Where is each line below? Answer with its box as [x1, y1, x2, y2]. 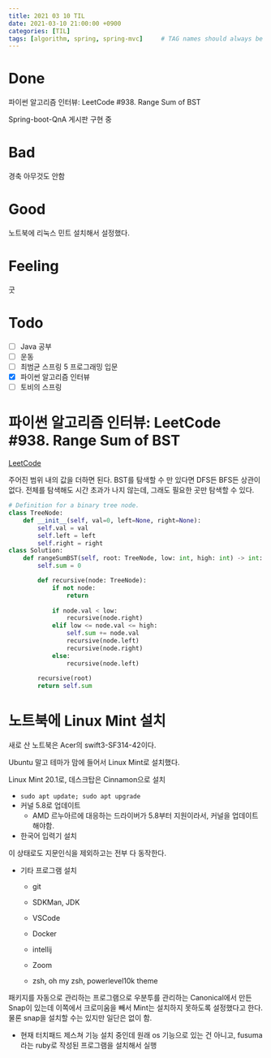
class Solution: [8, 547, 63, 555]
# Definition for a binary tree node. [8, 501, 140, 510]
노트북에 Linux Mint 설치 [8, 712, 166, 730]
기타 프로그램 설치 [19, 866, 77, 875]
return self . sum [37, 682, 92, 690]
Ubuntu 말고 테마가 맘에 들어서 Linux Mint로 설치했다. [8, 758, 180, 768]
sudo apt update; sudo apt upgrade [19, 793, 141, 801]
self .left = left [37, 531, 96, 540]
